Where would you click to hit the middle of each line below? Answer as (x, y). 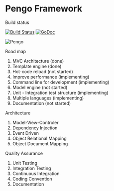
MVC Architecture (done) (38, 61)
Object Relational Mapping (40, 138)
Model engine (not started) (40, 87)
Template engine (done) (37, 66)
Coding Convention (32, 179)
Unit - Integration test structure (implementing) (60, 93)
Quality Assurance (24, 153)
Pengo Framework (44, 9)
